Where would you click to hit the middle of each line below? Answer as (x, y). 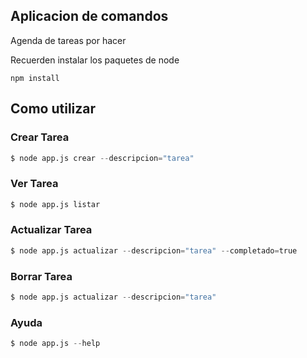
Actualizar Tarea (51, 230)
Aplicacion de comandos (89, 16)
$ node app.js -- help (55, 344)
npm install (35, 78)
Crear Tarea (40, 137)
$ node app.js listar (55, 204)
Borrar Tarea (41, 276)
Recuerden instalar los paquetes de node (95, 60)
